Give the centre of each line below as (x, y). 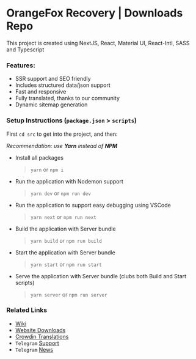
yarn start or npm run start (66, 264)
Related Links (27, 310)
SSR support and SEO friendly (53, 79)
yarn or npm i (47, 169)
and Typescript (25, 50)
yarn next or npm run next (63, 217)
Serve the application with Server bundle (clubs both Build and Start (101, 276)
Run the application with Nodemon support (69, 181)
